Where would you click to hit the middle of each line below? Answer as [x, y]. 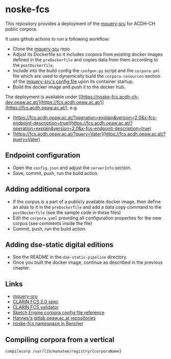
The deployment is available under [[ [44, 97]
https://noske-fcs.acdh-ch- [110, 97]
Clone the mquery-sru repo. [42, 49]
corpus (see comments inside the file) [52, 223]
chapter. [21, 268]
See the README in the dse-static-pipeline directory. [70, 257]
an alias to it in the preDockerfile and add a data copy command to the [87, 207]
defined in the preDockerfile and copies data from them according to [85, 59]
